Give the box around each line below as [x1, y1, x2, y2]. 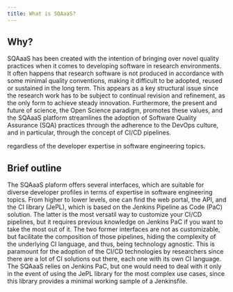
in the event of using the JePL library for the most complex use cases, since [7, 270, 225, 278]
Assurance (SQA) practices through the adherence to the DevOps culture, [7, 121, 219, 130]
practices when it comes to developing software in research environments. [7, 62, 221, 70]
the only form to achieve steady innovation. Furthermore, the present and [7, 99, 218, 107]
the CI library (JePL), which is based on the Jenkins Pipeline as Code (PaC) [7, 203, 223, 211]
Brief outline [7, 162, 62, 174]
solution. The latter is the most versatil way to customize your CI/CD [7, 210, 202, 219]
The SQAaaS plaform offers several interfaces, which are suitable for [7, 180, 204, 189]
